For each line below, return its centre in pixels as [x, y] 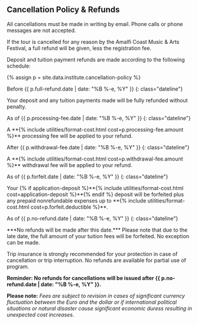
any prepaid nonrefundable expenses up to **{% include [77, 200]
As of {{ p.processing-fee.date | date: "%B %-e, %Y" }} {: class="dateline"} [99, 118]
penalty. [17, 107]
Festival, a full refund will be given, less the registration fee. [79, 48]
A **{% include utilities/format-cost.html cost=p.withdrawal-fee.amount [95, 159]
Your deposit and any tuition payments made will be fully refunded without [97, 100]
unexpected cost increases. [40, 315]
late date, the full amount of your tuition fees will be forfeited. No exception [98, 236]
